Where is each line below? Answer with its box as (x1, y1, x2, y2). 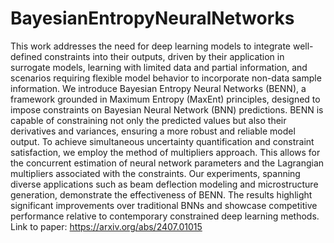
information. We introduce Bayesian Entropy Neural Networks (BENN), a (10, 82, 307, 94)
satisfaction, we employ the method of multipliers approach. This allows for (10, 146, 321, 158)
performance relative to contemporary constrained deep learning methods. (10, 210, 320, 222)
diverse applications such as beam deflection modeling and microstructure (10, 178, 319, 190)
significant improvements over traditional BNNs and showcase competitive (10, 199, 318, 211)
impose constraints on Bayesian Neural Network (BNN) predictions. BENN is (10, 103, 324, 116)
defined (10, 50, 43, 62)
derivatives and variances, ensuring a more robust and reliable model (10, 125, 296, 137)
